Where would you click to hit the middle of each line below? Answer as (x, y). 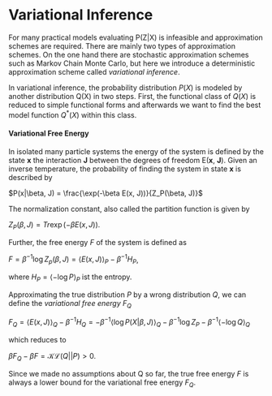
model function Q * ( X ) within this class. (73, 114)
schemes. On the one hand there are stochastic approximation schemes (129, 54)
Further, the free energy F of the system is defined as (97, 242)
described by (30, 177)
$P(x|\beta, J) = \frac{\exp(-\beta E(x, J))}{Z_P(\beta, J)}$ (106, 193)
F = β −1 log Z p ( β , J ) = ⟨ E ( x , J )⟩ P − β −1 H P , (73, 260)
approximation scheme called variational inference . (94, 71)
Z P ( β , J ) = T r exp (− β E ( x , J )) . (54, 225)
